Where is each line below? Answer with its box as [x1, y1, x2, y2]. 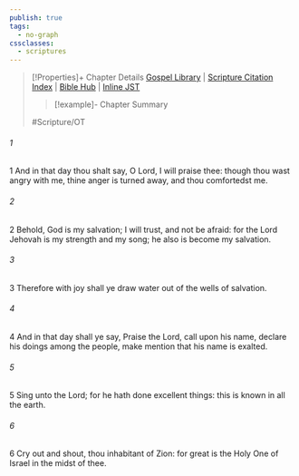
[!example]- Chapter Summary [53, 99, 169, 110]
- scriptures [17, 47, 67, 56]
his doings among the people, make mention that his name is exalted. [9, 341, 268, 352]
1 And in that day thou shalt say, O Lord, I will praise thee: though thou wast [9, 165, 290, 177]
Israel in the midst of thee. [9, 458, 107, 469]
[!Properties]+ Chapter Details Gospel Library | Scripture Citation [31, 72, 274, 83]
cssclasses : [9, 38, 54, 48]
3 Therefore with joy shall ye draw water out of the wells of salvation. [9, 282, 267, 293]
